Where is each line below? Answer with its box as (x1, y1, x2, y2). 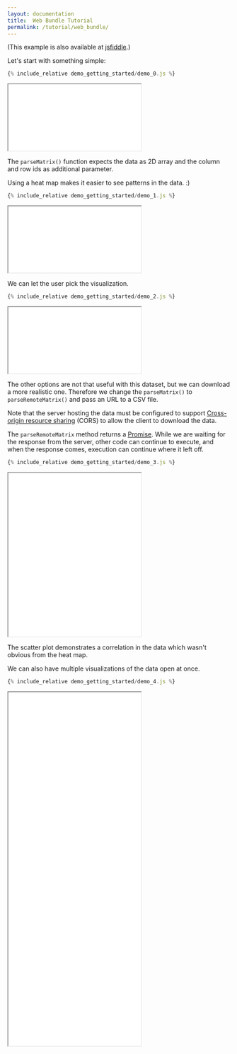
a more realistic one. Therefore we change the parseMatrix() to (7, 388, 192, 396)
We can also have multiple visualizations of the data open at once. (7, 664, 200, 673)
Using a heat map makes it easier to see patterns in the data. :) (7, 178, 190, 187)
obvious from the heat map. (7, 650, 88, 659)
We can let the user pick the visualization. (7, 279, 129, 288)
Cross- (207, 409, 228, 417)
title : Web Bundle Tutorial (7, 17, 93, 24)
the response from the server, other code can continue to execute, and (7, 438, 214, 446)
